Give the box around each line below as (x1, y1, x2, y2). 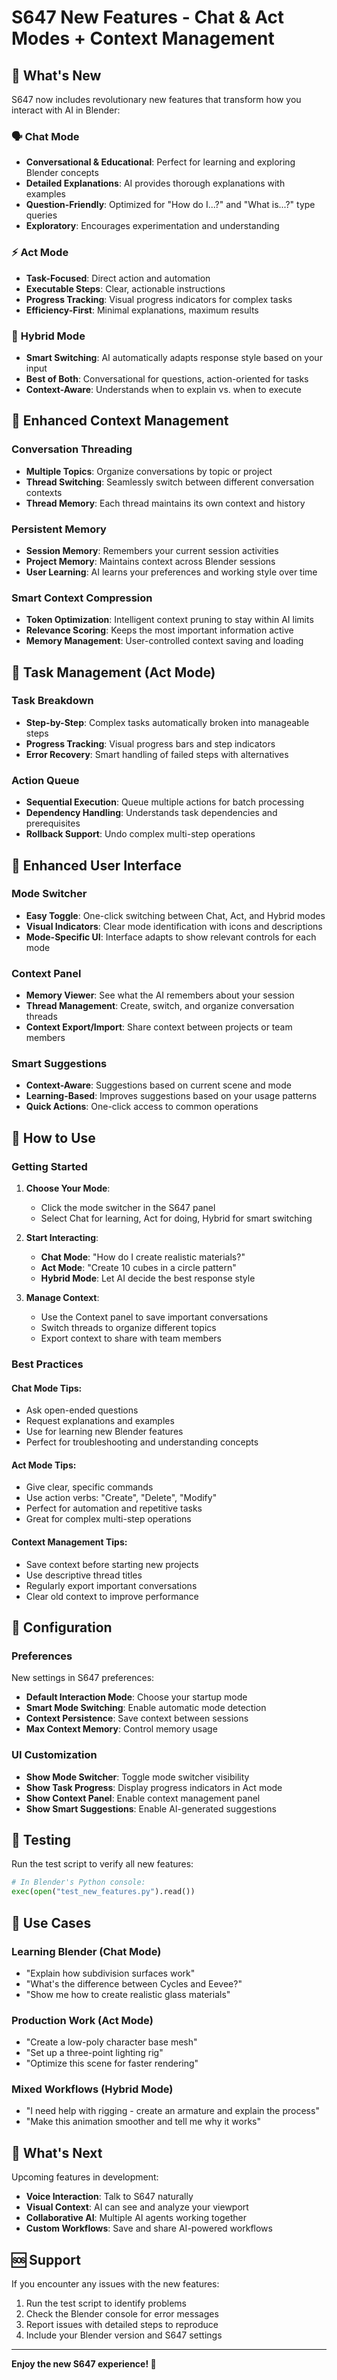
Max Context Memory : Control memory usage (25, 1723, 218, 1735)
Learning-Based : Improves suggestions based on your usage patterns (25, 1090, 318, 1102)
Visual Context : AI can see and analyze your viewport (25, 2201, 249, 2213)
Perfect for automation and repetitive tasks (25, 1502, 203, 1515)
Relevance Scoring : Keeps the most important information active (25, 624, 294, 636)
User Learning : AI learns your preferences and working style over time (25, 566, 318, 578)
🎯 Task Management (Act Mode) (11, 664, 216, 681)
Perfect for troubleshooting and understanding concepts (25, 1436, 259, 1448)
